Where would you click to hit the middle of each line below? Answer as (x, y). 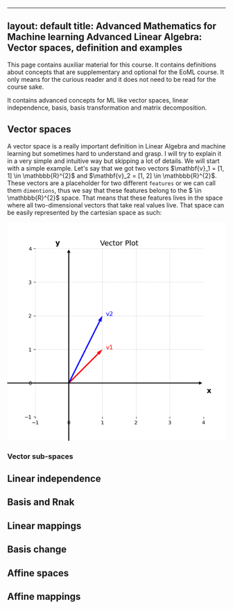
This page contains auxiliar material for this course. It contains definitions (112, 65)
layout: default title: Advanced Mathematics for (112, 26)
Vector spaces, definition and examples (95, 48)
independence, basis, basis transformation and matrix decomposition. (107, 108)
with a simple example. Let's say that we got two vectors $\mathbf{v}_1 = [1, (115, 168)
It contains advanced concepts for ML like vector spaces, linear (98, 100)
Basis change (37, 550)
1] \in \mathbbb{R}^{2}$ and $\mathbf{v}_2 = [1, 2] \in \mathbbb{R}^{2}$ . (112, 175)
